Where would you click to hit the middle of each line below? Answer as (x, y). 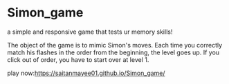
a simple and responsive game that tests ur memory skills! (90, 32)
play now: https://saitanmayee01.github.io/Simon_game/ (86, 73)
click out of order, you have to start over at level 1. (78, 59)
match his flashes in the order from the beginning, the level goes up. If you (113, 52)
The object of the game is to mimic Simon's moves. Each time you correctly (115, 45)
